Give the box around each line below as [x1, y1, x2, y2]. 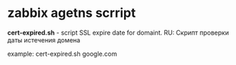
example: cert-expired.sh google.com [7, 49, 118, 58]
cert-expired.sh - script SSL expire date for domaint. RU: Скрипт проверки [7, 28, 229, 37]
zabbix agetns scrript [7, 5, 136, 21]
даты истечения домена [7, 35, 81, 44]
